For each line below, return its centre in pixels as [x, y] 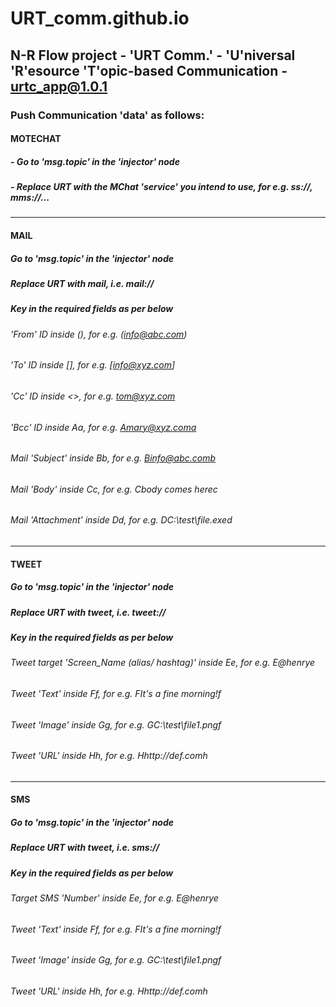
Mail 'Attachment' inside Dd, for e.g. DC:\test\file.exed [121, 520]
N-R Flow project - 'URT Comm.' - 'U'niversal [153, 55]
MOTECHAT [36, 139]
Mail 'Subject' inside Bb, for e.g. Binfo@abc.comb [113, 458]
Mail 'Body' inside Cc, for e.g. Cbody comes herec [114, 489]
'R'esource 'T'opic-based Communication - [149, 70]
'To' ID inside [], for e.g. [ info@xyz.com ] [93, 365]
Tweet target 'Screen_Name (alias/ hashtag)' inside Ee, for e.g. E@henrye [163, 663]
